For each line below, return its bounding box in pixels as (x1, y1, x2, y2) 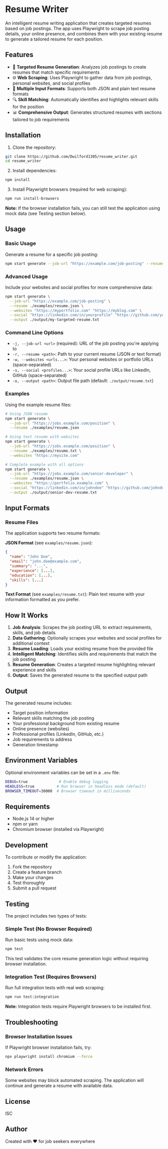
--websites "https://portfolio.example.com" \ (9, 481, 108, 486)
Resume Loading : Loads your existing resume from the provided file (12, 646, 153, 652)
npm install (5, 177, 30, 182)
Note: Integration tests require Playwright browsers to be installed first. (5, 1003, 151, 1010)
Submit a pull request (12, 885, 56, 891)
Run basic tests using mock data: (5, 937, 73, 943)
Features (5, 51, 33, 59)
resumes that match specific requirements (12, 69, 100, 75)
